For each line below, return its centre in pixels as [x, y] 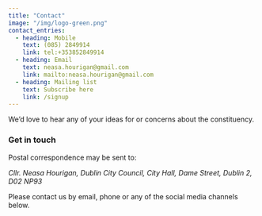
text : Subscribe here [58, 89]
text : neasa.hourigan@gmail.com [76, 67]
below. [19, 205]
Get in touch [32, 140]
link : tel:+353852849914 [63, 52]
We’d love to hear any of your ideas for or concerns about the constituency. [131, 119]
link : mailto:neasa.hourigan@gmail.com [88, 75]
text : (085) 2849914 [56, 45]
